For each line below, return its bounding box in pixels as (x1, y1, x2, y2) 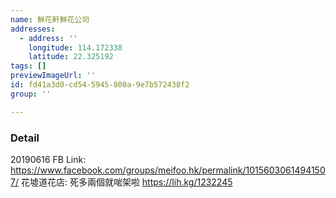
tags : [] (10, 61, 47, 71)
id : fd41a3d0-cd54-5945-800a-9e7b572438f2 (10, 80, 190, 90)
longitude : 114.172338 (28, 42, 123, 53)
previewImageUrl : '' (10, 71, 97, 81)
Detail (10, 131, 40, 145)
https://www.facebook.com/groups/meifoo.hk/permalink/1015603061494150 (10, 164, 326, 176)
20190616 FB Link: (10, 153, 87, 165)
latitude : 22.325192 (28, 52, 114, 62)
